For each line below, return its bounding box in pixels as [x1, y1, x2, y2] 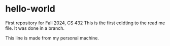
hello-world [5, 3, 56, 15]
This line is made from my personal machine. [5, 35, 99, 41]
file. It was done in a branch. [5, 25, 65, 31]
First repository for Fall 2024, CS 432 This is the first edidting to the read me [5, 20, 165, 26]
